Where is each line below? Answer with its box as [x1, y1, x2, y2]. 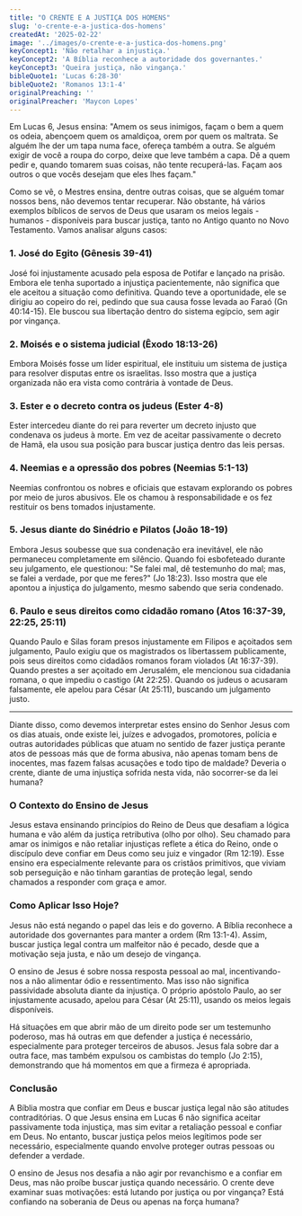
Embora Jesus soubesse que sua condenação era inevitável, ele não [9, 544, 263, 555]
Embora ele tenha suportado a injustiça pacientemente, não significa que [9, 277, 280, 288]
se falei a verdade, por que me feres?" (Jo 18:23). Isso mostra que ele [9, 572, 268, 583]
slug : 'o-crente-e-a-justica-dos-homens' [9, 22, 167, 31]
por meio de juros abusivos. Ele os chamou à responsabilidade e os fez [9, 492, 272, 502]
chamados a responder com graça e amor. [9, 877, 167, 888]
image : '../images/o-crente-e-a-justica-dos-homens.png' [9, 38, 227, 48]
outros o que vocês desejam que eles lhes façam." [9, 169, 197, 180]
